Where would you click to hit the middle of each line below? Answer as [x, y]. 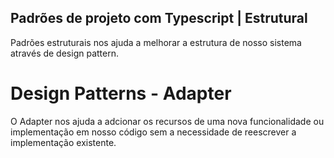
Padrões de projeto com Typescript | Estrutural [159, 18]
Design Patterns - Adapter [121, 93]
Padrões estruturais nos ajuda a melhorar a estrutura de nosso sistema [156, 42]
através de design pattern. [64, 53]
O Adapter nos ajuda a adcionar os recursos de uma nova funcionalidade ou [167, 121]
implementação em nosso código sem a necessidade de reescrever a [153, 132]
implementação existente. [63, 142]
